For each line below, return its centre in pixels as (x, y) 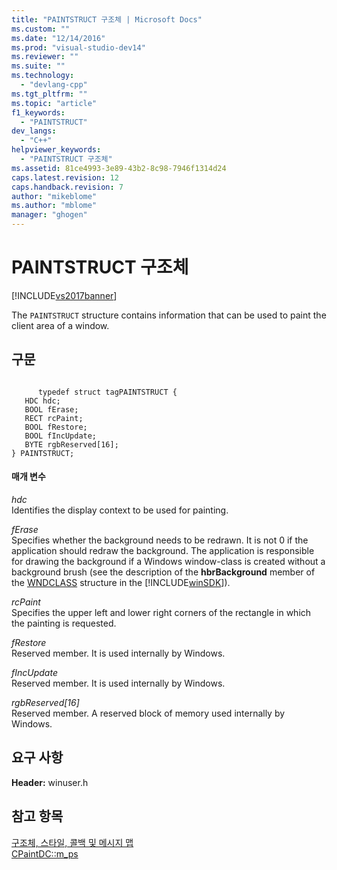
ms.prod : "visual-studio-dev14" (78, 47)
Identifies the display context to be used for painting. (120, 510)
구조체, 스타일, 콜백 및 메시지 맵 (72, 842)
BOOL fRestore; (56, 427)
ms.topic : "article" (54, 103)
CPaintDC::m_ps (45, 853)
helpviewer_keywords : (56, 150)
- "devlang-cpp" (54, 85)
